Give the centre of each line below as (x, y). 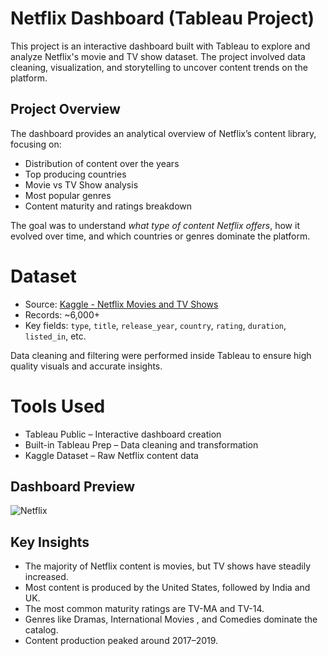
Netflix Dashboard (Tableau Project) (162, 18)
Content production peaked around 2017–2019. (121, 641)
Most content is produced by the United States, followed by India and (167, 588)
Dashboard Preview (73, 487)
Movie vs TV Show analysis (81, 184)
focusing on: (36, 144)
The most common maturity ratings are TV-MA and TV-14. (144, 609)
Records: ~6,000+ (62, 314)
